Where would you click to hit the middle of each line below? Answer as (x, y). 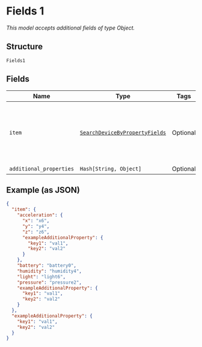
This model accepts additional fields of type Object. (71, 28)
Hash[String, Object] (111, 169)
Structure (25, 47)
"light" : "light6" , (41, 277)
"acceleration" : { (40, 215)
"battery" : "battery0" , (47, 266)
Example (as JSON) (43, 190)
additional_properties (41, 169)
